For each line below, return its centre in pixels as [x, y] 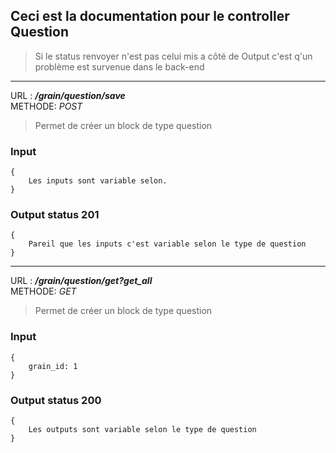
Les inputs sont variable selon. [98, 181]
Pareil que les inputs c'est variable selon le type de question [167, 244]
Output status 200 [56, 400]
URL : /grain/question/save [68, 95]
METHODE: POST [46, 106]
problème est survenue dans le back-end [119, 66]
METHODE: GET [43, 291]
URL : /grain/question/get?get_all [81, 281]
